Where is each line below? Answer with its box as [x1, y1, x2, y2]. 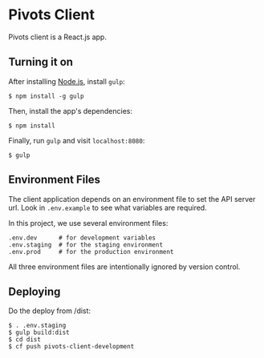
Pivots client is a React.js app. [8, 32, 107, 42]
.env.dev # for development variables [8, 234, 156, 242]
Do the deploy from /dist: [8, 306, 91, 316]
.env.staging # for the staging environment [8, 240, 163, 249]
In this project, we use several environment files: [8, 218, 169, 227]
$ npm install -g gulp [8, 92, 84, 100]
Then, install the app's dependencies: [8, 106, 133, 115]
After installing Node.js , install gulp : [8, 76, 126, 86]
